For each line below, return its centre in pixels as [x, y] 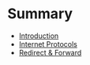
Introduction [39, 36]
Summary [40, 14]
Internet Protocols [48, 44]
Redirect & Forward [50, 52]
